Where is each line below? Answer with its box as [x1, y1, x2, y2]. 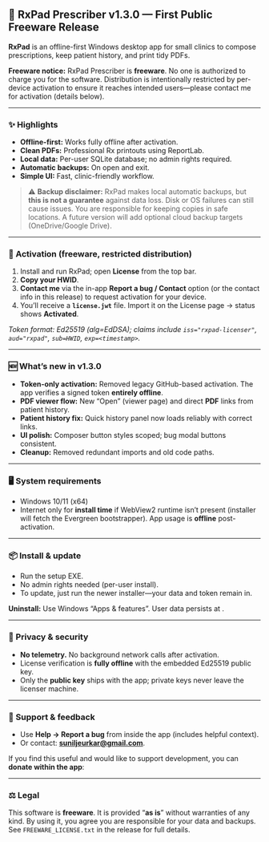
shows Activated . [19, 310, 79, 319]
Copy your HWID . [19, 275, 79, 285]
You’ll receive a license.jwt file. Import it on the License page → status [19, 301, 255, 310]
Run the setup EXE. [19, 571, 84, 581]
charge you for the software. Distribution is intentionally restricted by [8, 74, 235, 84]
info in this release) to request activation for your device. [19, 292, 207, 302]
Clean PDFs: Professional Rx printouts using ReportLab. [19, 146, 205, 156]
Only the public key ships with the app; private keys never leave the [19, 675, 244, 685]
